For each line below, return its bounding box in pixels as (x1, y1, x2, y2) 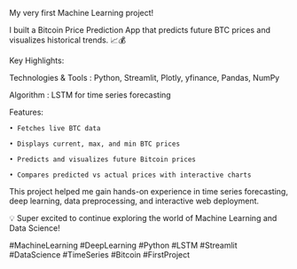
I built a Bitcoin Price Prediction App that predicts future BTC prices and (9, 25, 271, 35)
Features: (9, 107, 44, 117)
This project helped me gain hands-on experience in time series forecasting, (9, 186, 288, 196)
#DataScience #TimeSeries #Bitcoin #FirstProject (9, 249, 191, 260)
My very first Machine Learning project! (9, 8, 154, 18)
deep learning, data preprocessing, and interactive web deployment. (9, 195, 260, 206)
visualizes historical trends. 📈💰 (9, 35, 127, 45)
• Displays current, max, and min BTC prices (9, 139, 180, 148)
